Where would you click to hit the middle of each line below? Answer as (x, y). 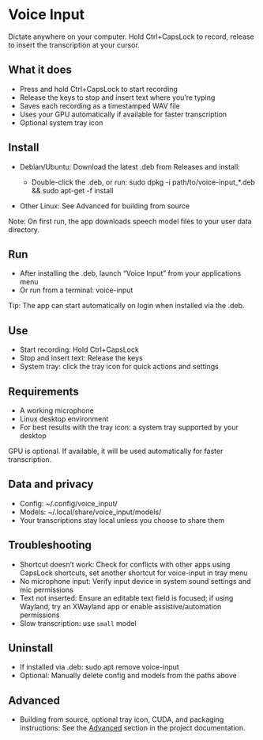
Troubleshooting (50, 545)
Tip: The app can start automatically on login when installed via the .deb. (126, 306)
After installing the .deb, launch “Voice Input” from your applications (130, 273)
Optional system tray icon (61, 122)
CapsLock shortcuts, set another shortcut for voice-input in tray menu (133, 573)
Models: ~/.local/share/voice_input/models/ (90, 512)
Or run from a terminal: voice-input (76, 290)
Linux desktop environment (64, 419)
